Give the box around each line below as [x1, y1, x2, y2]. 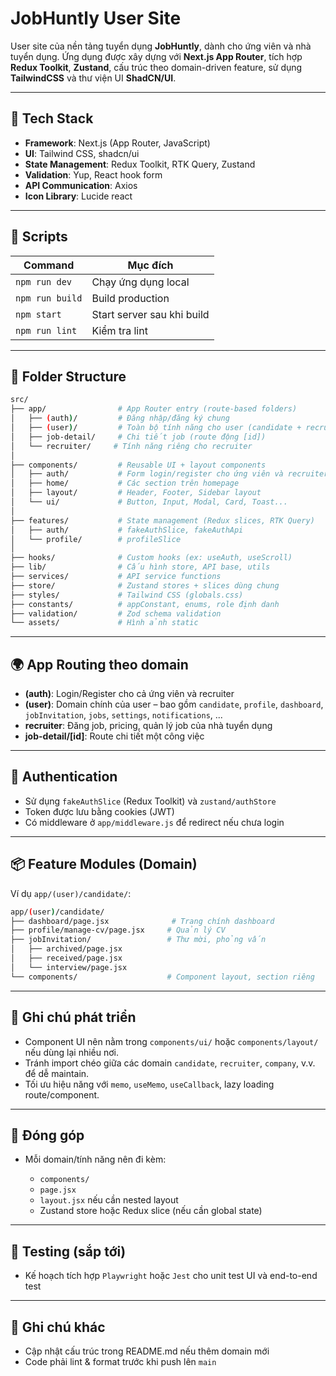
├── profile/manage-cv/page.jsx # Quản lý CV [10, 925, 226, 936]
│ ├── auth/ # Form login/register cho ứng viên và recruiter [10, 469, 329, 479]
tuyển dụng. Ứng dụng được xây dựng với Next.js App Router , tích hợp [10, 50, 303, 62]
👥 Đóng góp [10, 1127, 85, 1144]
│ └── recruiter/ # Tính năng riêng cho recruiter [10, 441, 253, 451]
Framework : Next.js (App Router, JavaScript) [24, 137, 211, 149]
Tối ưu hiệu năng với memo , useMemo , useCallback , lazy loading [24, 1078, 275, 1090]
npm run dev [15, 276, 73, 287]
